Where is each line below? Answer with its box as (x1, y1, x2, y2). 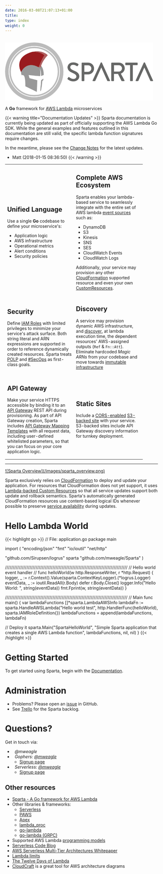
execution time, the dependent (76, 333, 137, 339)
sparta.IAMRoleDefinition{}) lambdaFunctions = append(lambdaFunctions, (5, 610, 153, 616)
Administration (5, 685, 66, 696)
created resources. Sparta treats (7, 351, 72, 357)
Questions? (5, 723, 52, 734)
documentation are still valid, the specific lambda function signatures (5, 131, 143, 136)
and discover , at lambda (76, 328, 124, 334)
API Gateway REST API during (7, 407, 67, 413)
